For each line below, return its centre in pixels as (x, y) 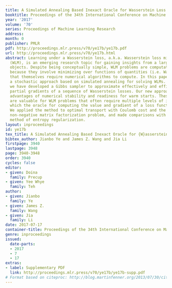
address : (15, 34)
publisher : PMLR (23, 44)
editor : (14, 167)
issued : (14, 239)
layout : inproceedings (29, 124)
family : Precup (26, 177)
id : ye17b (16, 129)
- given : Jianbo (23, 196)
